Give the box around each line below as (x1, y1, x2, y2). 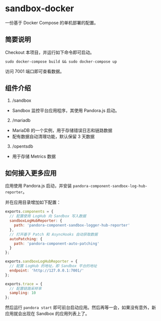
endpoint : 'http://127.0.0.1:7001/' (9, 268, 84, 273)
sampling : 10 (9, 291, 36, 296)
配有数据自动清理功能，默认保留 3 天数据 (12, 133, 95, 139)
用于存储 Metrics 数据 (12, 153, 56, 159)
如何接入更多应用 (5, 169, 57, 177)
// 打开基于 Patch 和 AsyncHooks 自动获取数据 (9, 232, 98, 237)
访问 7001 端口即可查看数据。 (5, 68, 65, 74)
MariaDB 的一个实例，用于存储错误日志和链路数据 (12, 127, 113, 133)
